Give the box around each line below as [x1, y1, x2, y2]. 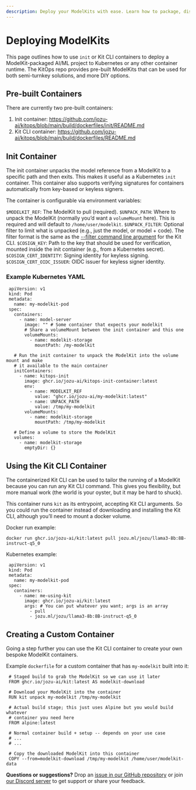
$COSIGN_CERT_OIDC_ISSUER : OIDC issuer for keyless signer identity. [6, 258, 165, 265]
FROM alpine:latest [8, 720, 57, 726]
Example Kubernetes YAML [6, 273, 86, 281]
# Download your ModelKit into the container [8, 689, 121, 695]
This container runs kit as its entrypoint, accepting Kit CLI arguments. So [6, 500, 183, 508]
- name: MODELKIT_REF [29, 389, 82, 394]
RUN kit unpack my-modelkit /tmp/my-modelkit [8, 694, 121, 700]
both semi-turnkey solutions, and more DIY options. [6, 71, 130, 79]
